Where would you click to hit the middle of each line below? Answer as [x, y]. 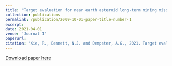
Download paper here [28, 58]
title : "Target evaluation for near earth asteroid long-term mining [81, 10]
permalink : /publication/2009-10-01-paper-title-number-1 [68, 19]
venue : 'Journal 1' [26, 34]
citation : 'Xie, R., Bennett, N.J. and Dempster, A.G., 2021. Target [81, 43]
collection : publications [33, 15]
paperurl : [16, 39]
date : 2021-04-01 [24, 29]
